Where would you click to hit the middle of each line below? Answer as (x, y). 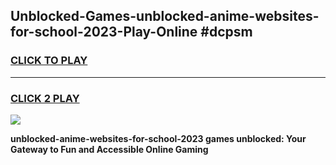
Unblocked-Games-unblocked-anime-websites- (165, 16)
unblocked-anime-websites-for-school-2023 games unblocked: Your (158, 138)
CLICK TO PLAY (49, 61)
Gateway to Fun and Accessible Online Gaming (109, 149)
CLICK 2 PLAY (45, 98)
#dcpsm (226, 32)
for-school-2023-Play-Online (104, 32)
